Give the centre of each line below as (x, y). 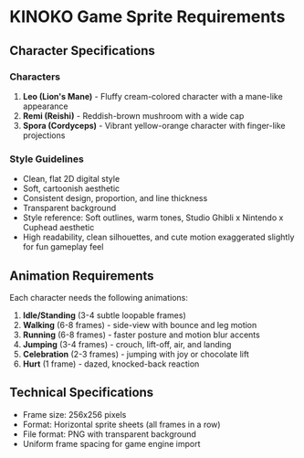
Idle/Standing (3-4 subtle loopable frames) (104, 315)
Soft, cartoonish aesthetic (71, 188)
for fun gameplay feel (63, 247)
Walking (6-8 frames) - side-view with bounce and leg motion (140, 325)
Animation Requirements (82, 276)
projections (44, 135)
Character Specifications (82, 51)
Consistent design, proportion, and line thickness (115, 198)
